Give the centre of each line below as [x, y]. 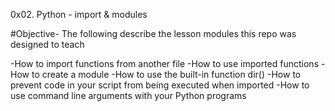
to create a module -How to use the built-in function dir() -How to [166, 74]
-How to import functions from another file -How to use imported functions [165, 63]
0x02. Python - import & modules [79, 14]
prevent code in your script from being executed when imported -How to [160, 85]
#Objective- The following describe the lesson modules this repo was [153, 33]
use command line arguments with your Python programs [128, 95]
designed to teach [47, 44]
